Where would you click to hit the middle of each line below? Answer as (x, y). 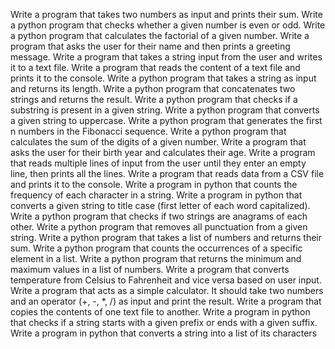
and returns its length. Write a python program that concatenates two (153, 88)
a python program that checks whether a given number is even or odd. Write (168, 25)
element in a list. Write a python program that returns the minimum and (156, 258)
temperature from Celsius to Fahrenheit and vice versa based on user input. (166, 280)
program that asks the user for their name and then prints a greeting (150, 46)
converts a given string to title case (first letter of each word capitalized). (160, 205)
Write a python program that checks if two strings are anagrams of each (159, 216)
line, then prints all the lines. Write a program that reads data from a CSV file (167, 173)
